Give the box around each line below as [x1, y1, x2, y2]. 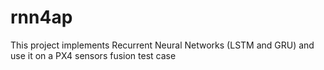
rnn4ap [10, 6, 73, 29]
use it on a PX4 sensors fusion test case [10, 49, 177, 61]
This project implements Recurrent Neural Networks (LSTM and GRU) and [10, 39, 315, 51]
